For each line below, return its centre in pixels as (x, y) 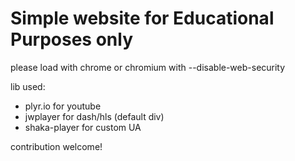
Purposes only (72, 39)
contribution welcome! (56, 146)
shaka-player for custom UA (83, 127)
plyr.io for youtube (63, 106)
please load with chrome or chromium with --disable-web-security (148, 67)
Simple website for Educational (142, 18)
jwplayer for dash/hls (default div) (94, 116)
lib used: (28, 86)
